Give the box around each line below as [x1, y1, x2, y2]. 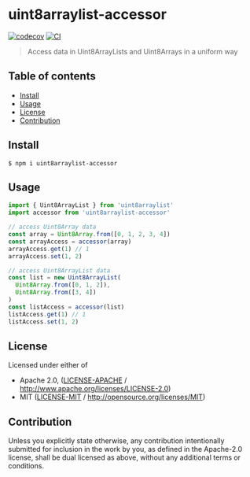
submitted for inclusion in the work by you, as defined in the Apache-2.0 [8, 445, 242, 454]
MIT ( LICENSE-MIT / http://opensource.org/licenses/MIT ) [19, 392, 206, 402]
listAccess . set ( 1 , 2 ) [8, 317, 79, 326]
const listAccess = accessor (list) [8, 303, 125, 311]
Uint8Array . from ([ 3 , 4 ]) [15, 289, 97, 297]
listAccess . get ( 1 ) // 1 [8, 310, 86, 318]
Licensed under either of [8, 361, 88, 370]
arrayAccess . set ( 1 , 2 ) [8, 252, 83, 261]
